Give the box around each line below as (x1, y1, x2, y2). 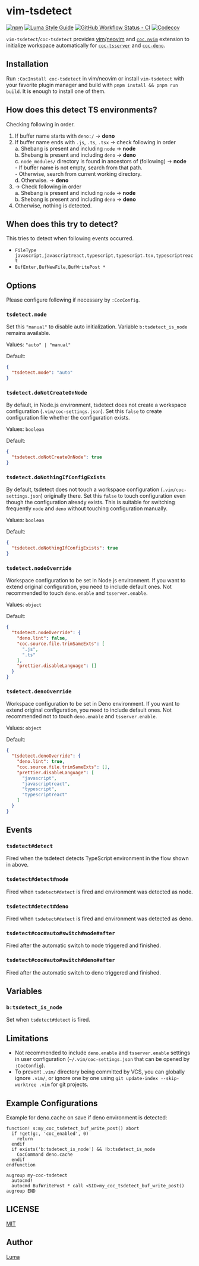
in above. (6, 861, 29, 868)
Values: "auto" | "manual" (6, 341, 71, 348)
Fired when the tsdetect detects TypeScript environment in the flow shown (6, 855, 189, 862)
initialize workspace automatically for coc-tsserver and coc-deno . (6, 42, 166, 49)
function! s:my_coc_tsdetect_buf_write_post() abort (6, 1125, 140, 1131)
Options (6, 280, 37, 290)
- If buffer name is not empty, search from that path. (14, 164, 143, 171)
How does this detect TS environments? (6, 105, 157, 115)
